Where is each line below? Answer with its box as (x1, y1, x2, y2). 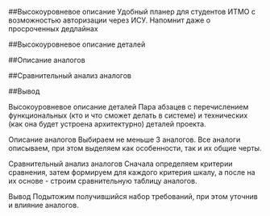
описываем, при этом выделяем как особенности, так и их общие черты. (8, 143, 262, 152)
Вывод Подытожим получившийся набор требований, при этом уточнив (8, 192, 258, 201)
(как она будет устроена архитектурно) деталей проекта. (8, 119, 207, 128)
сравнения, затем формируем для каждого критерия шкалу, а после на (8, 168, 255, 177)
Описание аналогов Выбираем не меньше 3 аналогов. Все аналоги (8, 135, 241, 144)
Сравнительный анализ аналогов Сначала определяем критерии (8, 159, 233, 168)
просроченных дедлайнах (8, 24, 98, 33)
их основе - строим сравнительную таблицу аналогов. (8, 177, 197, 185)
